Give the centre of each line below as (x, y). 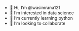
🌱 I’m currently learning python (41, 18)
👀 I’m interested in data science (42, 13)
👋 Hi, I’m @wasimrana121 (35, 8)
